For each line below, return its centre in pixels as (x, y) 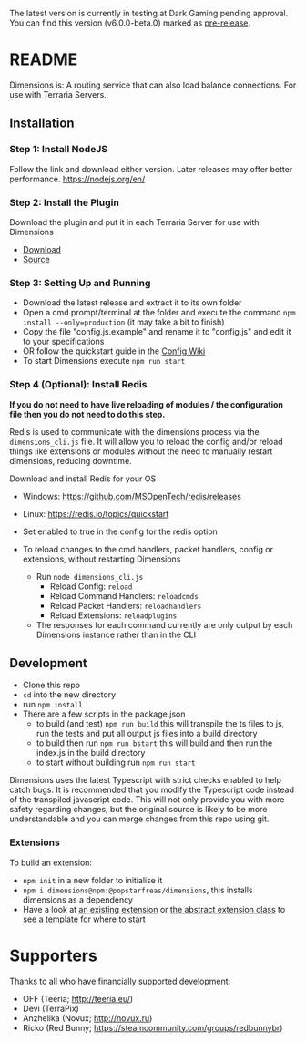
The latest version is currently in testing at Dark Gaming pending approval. (149, 13)
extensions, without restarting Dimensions (102, 559)
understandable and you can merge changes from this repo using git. (139, 819)
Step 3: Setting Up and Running (80, 283)
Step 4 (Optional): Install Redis (78, 385)
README (44, 60)
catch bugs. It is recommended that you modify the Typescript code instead (152, 790)
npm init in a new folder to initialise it (92, 880)
